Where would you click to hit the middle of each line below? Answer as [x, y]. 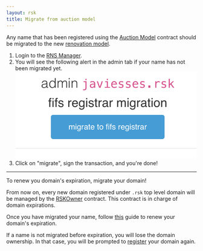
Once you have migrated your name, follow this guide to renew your [91, 217]
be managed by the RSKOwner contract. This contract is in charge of [92, 198]
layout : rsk [21, 13]
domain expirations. [31, 205]
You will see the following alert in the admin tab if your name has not [100, 62]
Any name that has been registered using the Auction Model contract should [101, 37]
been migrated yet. [38, 68]
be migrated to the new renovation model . [58, 44]
